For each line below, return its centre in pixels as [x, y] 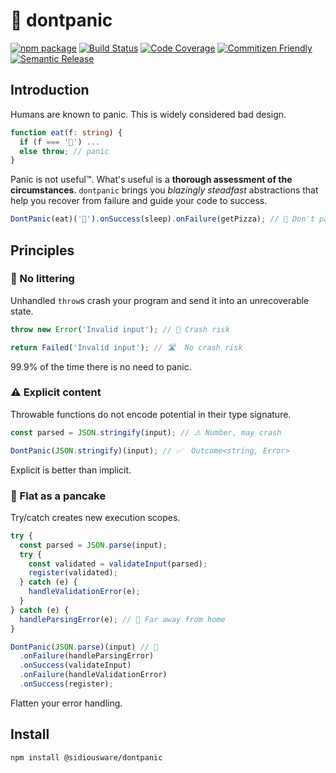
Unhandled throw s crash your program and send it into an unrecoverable [160, 300]
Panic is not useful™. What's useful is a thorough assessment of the [151, 180]
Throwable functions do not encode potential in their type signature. [151, 414]
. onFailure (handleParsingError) [87, 656]
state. [22, 311]
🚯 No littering [42, 279]
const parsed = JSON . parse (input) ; [93, 545]
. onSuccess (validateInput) [75, 665]
